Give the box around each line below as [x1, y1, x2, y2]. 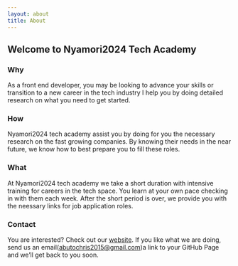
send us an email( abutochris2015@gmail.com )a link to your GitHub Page [7, 243, 220, 252]
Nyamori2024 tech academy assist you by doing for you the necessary [7, 129, 215, 139]
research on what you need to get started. [7, 96, 131, 105]
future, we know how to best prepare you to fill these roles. [7, 145, 180, 154]
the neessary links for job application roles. [7, 201, 134, 210]
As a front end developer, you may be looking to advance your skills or [7, 81, 214, 90]
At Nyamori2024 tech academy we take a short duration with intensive [7, 179, 215, 187]
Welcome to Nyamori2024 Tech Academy [7, 43, 197, 55]
